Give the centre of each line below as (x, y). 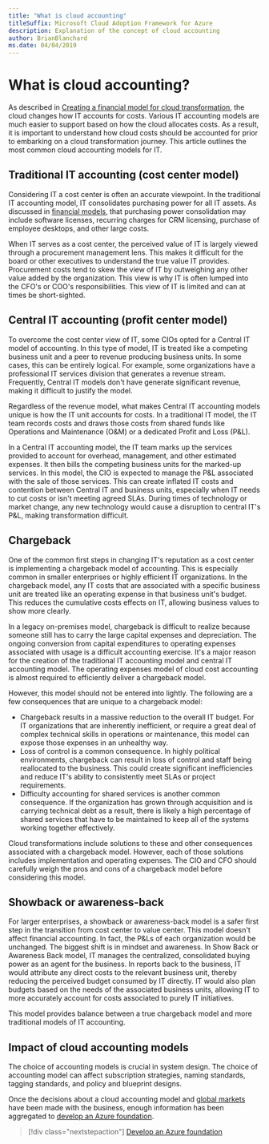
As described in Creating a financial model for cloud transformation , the (126, 107)
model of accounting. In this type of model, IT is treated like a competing (128, 348)
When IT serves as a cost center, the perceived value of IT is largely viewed (133, 244)
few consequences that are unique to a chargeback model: (105, 701)
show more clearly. (40, 610)
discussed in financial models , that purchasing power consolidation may (127, 211)
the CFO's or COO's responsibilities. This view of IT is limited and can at (127, 286)
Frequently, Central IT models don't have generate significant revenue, (125, 382)
